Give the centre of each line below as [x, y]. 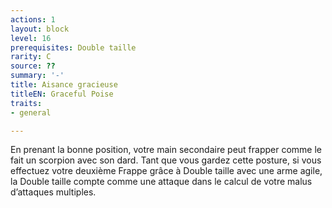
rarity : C [31, 57]
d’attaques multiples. [53, 192]
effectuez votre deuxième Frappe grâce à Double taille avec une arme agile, [166, 171]
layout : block [40, 29]
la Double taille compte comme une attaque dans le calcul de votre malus [161, 182]
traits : [26, 103]
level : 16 [31, 38]
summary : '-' [37, 76]
